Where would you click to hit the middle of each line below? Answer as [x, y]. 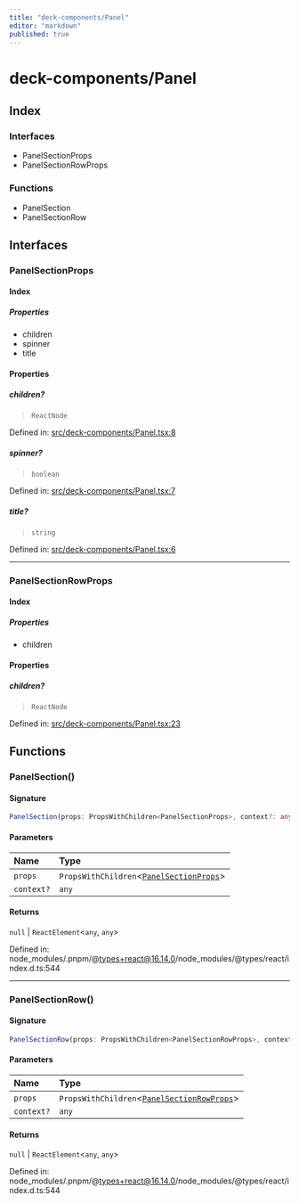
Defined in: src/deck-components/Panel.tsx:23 [95, 724]
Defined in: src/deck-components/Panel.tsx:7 [93, 490]
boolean [45, 474]
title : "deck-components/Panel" [69, 17]
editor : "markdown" [45, 26]
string [43, 532]
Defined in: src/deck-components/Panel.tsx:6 [93, 549]
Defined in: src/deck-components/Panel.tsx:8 [93, 432]
